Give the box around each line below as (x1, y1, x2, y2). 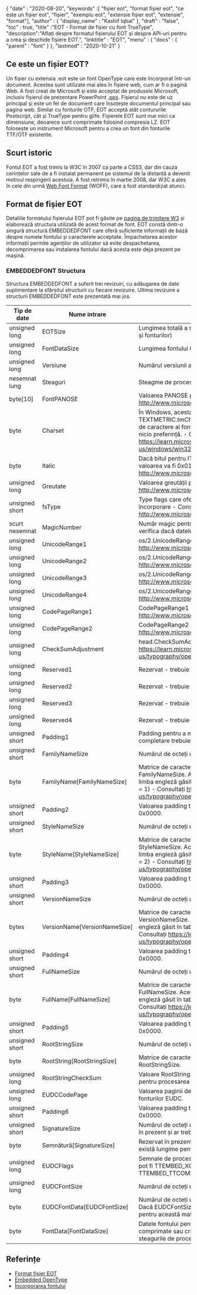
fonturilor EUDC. (138, 1094, 184, 1102)
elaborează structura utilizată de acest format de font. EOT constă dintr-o (6, 221, 184, 228)
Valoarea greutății (138, 478, 188, 486)
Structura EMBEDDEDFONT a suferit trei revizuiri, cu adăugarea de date (6, 280, 180, 287)
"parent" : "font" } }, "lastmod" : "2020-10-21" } (6, 42, 120, 49)
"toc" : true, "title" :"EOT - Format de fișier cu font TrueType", (6, 23, 154, 30)
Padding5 (42, 1023, 69, 1031)
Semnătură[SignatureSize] (42, 1141, 116, 1149)
